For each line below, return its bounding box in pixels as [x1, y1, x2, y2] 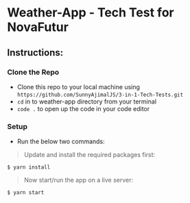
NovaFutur [7, 19, 69, 35]
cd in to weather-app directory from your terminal [16, 97, 156, 106]
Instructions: [7, 47, 64, 58]
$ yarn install [7, 164, 51, 171]
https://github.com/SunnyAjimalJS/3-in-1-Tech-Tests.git [16, 91, 184, 98]
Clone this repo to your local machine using [16, 82, 141, 91]
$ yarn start [7, 189, 45, 196]
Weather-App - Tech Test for [7, 5, 174, 21]
